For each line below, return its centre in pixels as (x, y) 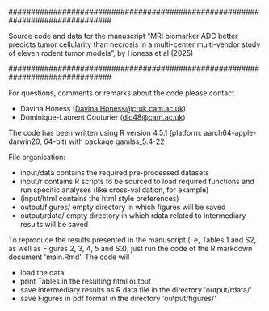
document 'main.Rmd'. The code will (69, 257)
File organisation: (37, 157)
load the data (42, 273)
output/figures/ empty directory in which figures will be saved (123, 207)
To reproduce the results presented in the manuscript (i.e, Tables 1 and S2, (132, 240)
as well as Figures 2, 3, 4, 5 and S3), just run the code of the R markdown (130, 248)
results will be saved (54, 224)
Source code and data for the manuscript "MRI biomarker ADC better (123, 36)
